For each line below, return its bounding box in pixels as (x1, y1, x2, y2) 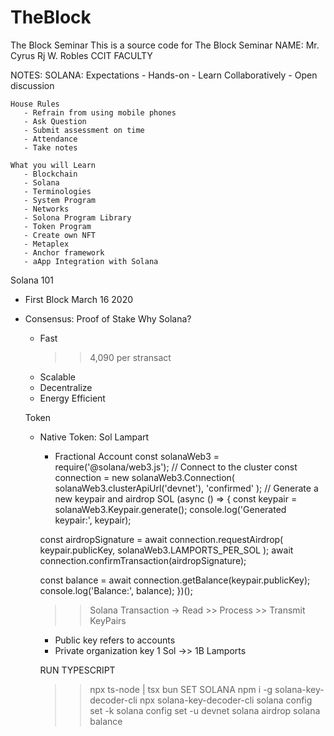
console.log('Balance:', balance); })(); (39, 584, 193, 596)
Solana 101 (10, 274, 54, 286)
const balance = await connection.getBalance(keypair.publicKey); (39, 574, 311, 586)
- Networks (23, 204, 70, 214)
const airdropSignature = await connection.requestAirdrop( (39, 533, 284, 545)
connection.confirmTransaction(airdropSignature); (39, 554, 247, 566)
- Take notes (23, 142, 78, 153)
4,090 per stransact (89, 351, 172, 363)
